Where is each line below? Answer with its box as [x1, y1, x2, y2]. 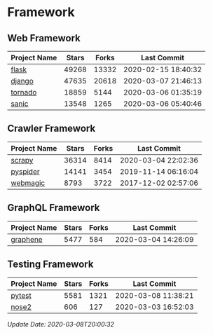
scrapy [11, 155, 34, 165]
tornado [11, 88, 37, 97]
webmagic [11, 178, 46, 188]
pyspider [11, 166, 40, 176]
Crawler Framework [7, 123, 96, 135]
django [11, 76, 34, 86]
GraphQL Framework [7, 202, 100, 214]
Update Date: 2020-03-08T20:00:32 [7, 320, 114, 329]
